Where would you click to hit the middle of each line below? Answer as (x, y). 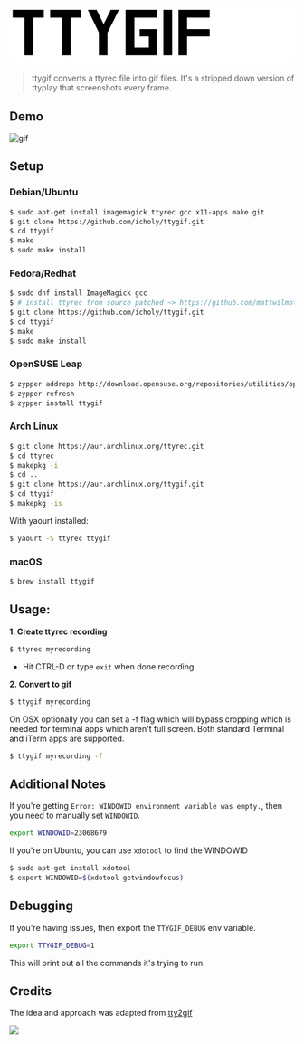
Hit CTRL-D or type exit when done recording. (109, 666)
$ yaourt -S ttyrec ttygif (60, 538)
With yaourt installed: (49, 520)
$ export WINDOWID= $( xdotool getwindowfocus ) (96, 878)
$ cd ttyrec (32, 456)
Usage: (30, 610)
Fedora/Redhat (43, 273)
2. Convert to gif (41, 684)
